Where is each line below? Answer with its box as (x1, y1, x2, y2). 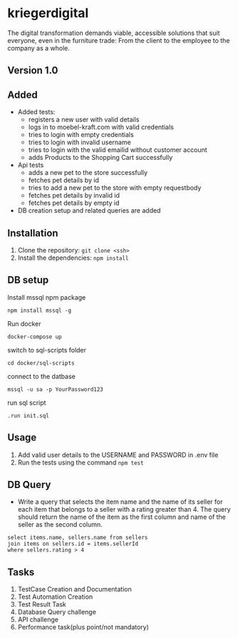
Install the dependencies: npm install (17, 253, 129, 262)
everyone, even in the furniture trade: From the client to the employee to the (7, 36, 230, 44)
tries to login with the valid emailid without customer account (28, 146, 208, 154)
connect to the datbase (7, 372, 76, 380)
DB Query (7, 478, 51, 490)
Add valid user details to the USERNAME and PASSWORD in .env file (17, 450, 219, 459)
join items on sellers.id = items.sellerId (7, 540, 139, 547)
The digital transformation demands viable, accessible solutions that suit (7, 29, 220, 37)
